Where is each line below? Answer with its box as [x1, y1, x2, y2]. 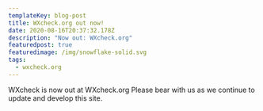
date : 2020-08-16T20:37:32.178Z [8, 26, 115, 34]
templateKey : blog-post [8, 11, 87, 20]
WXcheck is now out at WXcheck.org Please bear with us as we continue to [8, 85, 255, 94]
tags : [8, 56, 26, 64]
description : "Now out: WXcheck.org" [8, 33, 133, 42]
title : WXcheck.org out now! [8, 19, 105, 27]
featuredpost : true [8, 41, 73, 49]
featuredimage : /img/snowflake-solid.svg [8, 48, 147, 56]
